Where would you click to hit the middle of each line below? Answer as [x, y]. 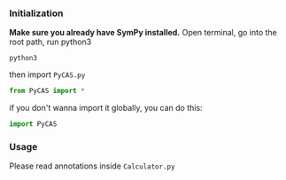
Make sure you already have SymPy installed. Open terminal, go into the [143, 33]
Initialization [36, 13]
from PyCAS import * [47, 91]
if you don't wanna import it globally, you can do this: [106, 108]
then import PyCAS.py [47, 74]
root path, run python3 [50, 42]
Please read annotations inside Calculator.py [92, 166]
